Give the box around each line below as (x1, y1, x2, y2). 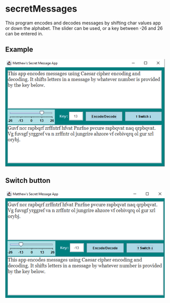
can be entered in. (5, 30, 44, 36)
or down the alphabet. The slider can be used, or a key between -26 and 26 (5, 25, 163, 31)
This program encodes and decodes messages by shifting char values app (5, 20, 161, 26)
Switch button (5, 176, 51, 185)
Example (5, 45, 33, 54)
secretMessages (5, 3, 77, 15)
